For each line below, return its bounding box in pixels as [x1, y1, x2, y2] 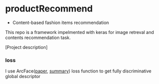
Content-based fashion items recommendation [12, 19, 109, 25]
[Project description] [5, 44, 48, 50]
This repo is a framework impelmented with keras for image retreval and [5, 29, 154, 35]
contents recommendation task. [5, 34, 71, 40]
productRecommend [5, 3, 93, 14]
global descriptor [5, 73, 41, 79]
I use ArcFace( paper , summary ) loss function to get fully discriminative [5, 68, 151, 74]
